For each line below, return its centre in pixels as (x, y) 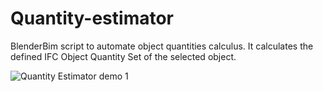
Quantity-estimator (92, 18)
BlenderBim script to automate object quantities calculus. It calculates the (162, 46)
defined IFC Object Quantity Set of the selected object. (123, 56)
